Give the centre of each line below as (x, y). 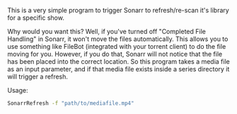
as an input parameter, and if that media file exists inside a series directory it (118, 69)
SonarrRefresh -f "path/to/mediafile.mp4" (71, 103)
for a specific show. (36, 18)
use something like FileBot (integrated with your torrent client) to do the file (117, 46)
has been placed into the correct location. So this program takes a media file (118, 62)
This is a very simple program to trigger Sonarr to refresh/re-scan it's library (118, 10)
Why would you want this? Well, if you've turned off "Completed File (107, 32)
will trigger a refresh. (38, 76)
